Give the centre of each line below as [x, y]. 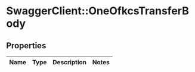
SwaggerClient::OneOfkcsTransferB [97, 11]
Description [69, 62]
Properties [26, 46]
